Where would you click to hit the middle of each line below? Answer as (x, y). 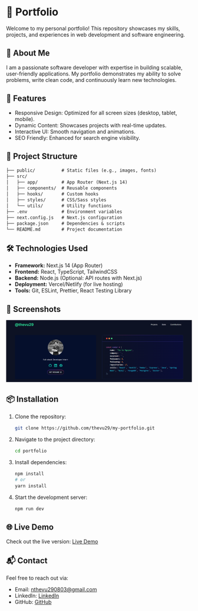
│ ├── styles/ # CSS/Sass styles (57, 200)
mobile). (24, 119)
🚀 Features (26, 99)
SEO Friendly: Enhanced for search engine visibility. (77, 137)
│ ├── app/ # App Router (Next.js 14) (67, 182)
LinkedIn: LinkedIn (37, 596)
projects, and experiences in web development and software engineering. (96, 34)
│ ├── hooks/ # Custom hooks (52, 194)
